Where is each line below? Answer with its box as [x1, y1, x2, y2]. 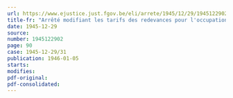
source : [7, 29, 30, 37]
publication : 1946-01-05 [7, 55, 79, 62]
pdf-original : [7, 74, 49, 81]
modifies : [7, 68, 36, 75]
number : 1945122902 [7, 36, 64, 43]
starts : [7, 61, 30, 68]
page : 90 [7, 42, 33, 49]
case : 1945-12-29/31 [7, 49, 67, 56]
